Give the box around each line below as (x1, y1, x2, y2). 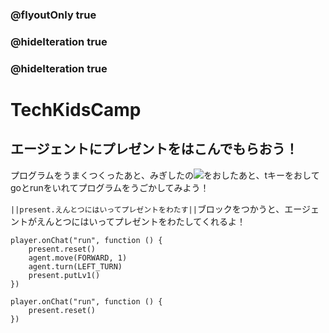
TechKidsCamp (10, 98, 142, 121)
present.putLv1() (28, 270, 101, 280)
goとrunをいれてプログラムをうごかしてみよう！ (10, 181, 210, 193)
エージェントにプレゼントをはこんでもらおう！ (10, 141, 299, 158)
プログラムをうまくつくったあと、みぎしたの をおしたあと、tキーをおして (10, 169, 320, 181)
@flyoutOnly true (10, 8, 97, 22)
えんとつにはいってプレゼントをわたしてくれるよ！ (36, 215, 246, 227)
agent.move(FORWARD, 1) (28, 253, 128, 263)
